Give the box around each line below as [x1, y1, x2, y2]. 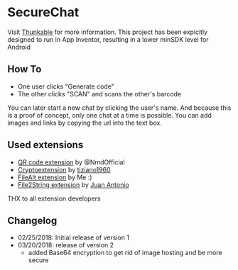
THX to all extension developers [7, 194, 101, 203]
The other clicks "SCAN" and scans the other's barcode [17, 89, 182, 98]
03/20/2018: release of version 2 [17, 241, 114, 249]
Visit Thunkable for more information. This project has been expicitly [7, 28, 208, 36]
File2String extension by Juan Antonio [17, 180, 130, 189]
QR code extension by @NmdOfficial [17, 157, 126, 167]
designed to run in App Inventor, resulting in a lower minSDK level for [7, 35, 209, 43]
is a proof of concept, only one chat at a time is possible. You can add [7, 111, 212, 119]
